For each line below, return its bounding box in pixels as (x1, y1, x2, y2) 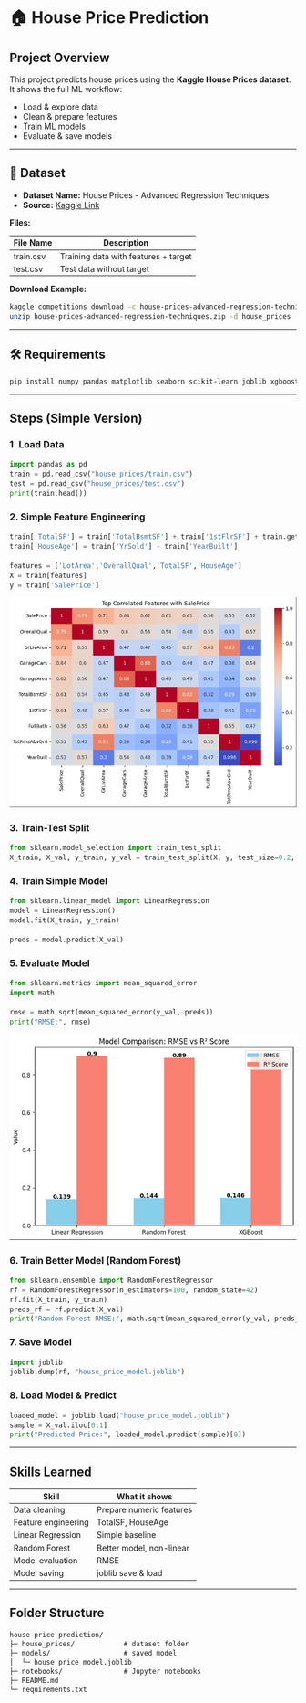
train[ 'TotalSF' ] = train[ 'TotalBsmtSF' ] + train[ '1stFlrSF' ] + (9, 532, 259, 541)
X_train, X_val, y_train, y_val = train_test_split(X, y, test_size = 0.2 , (9, 853, 296, 863)
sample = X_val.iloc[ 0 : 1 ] (9, 1421, 107, 1430)
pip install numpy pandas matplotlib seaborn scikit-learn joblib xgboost (9, 376, 300, 386)
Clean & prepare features (22, 111, 117, 121)
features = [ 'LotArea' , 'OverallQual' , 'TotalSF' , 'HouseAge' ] (9, 561, 243, 571)
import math (9, 988, 55, 997)
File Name (13, 237, 53, 248)
